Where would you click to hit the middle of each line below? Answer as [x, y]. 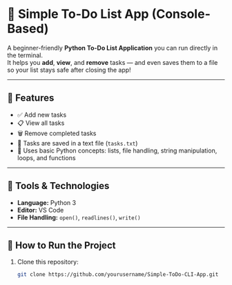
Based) [28, 29]
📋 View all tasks [41, 123]
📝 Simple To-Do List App [78, 14]
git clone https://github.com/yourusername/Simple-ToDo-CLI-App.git [118, 275]
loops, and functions [46, 157]
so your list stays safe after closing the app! [69, 70]
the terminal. [25, 55]
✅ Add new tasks [42, 115]
